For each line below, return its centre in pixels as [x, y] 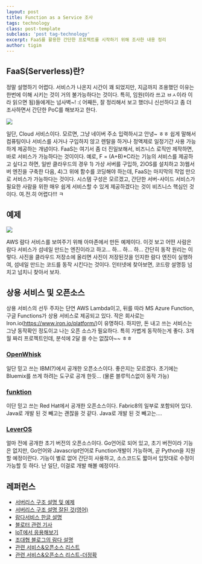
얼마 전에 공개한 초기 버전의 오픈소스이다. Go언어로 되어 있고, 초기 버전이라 [94, 443]
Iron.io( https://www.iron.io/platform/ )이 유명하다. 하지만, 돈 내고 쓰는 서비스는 [99, 324]
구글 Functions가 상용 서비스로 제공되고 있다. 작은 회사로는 [75, 316]
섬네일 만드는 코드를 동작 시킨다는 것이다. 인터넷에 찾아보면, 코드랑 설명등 [100, 264]
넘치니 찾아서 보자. [39, 272]
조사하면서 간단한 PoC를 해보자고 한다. [52, 110]
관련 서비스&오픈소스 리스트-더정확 [56, 555]
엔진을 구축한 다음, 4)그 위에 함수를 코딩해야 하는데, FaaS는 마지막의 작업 [98, 171]
